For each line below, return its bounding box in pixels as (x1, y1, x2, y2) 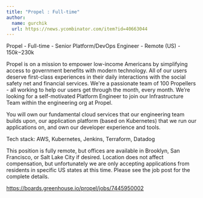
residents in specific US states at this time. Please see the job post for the (6, 167, 191, 174)
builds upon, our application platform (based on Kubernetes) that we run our (6, 117, 197, 125)
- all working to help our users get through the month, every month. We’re (6, 86, 190, 94)
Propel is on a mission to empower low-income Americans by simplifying (6, 61, 188, 68)
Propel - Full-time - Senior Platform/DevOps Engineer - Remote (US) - (6, 42, 181, 50)
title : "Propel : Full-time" (6, 8, 80, 15)
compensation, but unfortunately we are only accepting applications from (6, 160, 190, 167)
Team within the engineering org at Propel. (6, 99, 113, 107)
